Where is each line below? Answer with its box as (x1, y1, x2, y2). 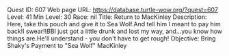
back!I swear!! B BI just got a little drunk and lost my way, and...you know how (7, 27, 223, 35)
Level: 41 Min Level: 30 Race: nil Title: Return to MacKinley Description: (7, 13, 207, 21)
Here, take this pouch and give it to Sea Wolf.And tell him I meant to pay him (7, 20, 221, 28)
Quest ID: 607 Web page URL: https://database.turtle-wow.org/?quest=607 (7, 6, 219, 13)
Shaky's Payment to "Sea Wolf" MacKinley (7, 42, 127, 49)
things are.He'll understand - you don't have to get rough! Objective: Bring (7, 34, 217, 43)
